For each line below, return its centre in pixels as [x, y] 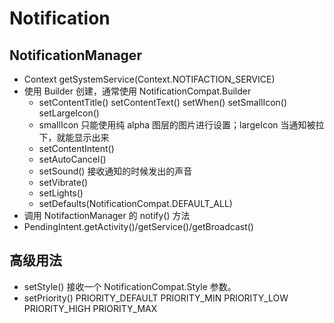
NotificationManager [75, 55]
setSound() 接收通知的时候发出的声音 [115, 171]
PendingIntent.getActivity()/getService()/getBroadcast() [138, 226]
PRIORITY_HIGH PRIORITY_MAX [90, 308]
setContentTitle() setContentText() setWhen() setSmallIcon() [163, 102]
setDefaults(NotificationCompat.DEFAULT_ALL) [135, 203]
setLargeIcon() [69, 113]
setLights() [61, 193]
